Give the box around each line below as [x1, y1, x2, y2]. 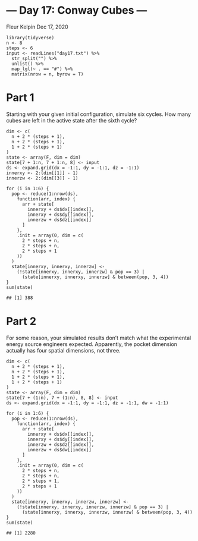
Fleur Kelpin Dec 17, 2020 [6, 23, 68, 30]
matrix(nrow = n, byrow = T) [11, 71, 84, 77]
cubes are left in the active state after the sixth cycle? [6, 117, 137, 124]
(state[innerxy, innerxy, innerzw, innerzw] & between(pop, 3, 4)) [21, 509, 193, 515]
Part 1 [6, 91, 34, 105]
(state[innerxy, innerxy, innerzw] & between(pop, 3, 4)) [21, 274, 169, 280]
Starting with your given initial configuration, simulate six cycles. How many [6, 111, 191, 118]
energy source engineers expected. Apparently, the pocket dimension [6, 340, 177, 348]
